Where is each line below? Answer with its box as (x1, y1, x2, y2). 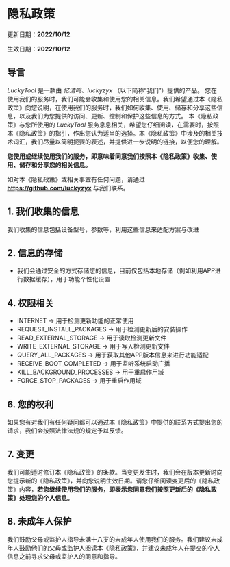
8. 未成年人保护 (7, 516, 72, 527)
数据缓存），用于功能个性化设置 (23, 275, 111, 283)
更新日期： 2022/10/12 (7, 30, 71, 38)
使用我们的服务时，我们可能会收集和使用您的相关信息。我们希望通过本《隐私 (7, 94, 223, 103)
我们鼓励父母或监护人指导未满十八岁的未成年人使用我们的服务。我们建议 (7, 535, 211, 543)
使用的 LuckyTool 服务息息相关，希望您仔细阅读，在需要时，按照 (36, 121, 220, 129)
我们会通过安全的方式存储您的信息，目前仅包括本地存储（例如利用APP (16, 266, 216, 275)
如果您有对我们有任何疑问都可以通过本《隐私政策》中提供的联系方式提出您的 (7, 418, 223, 426)
